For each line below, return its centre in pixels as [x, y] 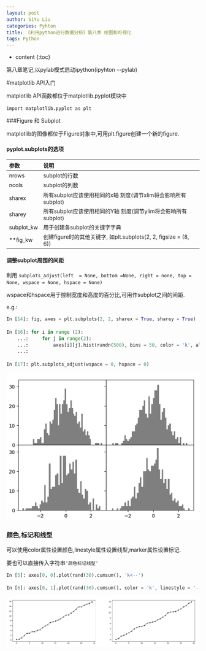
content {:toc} [33, 57]
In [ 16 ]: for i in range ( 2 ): [45, 332]
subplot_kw [24, 227]
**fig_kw [21, 240]
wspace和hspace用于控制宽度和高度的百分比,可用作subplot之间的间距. [96, 295]
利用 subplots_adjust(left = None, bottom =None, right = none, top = [99, 275]
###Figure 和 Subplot [33, 121]
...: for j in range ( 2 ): [55, 338]
